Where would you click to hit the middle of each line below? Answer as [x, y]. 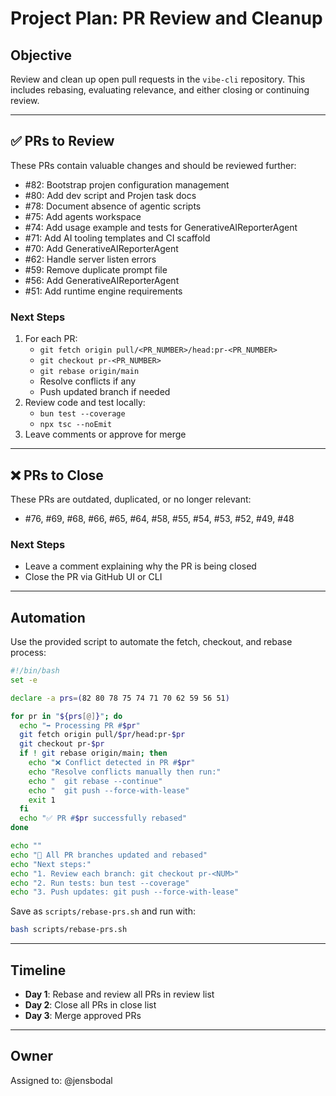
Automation [48, 617]
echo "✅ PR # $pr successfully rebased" [103, 818]
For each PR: [51, 339]
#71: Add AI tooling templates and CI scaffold [117, 238]
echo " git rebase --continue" [95, 781]
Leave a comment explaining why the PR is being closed [140, 566]
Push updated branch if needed [105, 392]
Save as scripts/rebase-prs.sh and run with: [103, 911]
